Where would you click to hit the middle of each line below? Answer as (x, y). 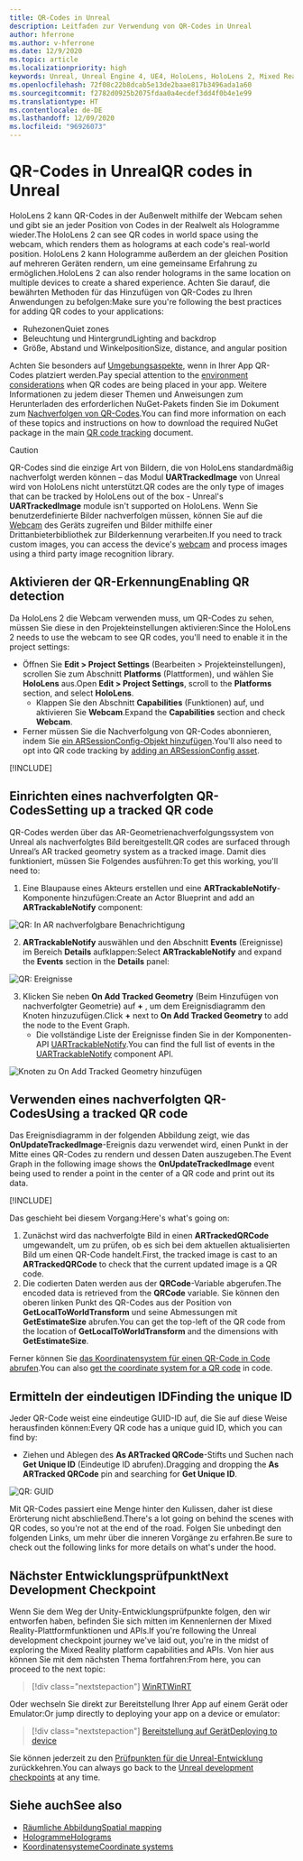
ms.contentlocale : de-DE (56, 110)
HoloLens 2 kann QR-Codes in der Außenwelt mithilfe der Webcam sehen (146, 215)
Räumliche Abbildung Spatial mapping (92, 1827)
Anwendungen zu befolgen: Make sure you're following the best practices (146, 301)
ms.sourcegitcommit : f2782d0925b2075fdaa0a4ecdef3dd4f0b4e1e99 (131, 93)
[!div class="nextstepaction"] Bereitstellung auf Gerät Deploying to (154, 1731)
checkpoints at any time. (55, 1777)
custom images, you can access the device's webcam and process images (148, 544)
